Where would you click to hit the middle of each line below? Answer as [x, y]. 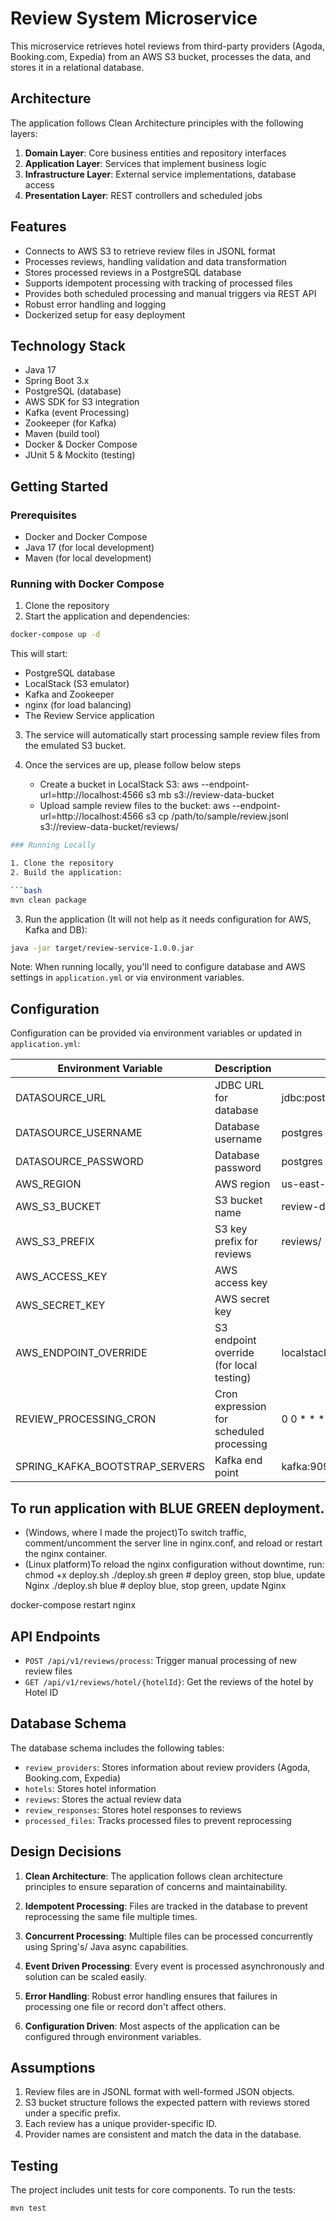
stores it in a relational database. [77, 67]
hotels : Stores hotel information [90, 1788]
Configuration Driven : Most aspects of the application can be [152, 2026]
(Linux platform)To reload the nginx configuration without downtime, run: [174, 1564]
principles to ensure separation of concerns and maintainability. [156, 1886]
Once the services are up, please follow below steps [133, 765]
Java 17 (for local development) [89, 548]
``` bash [26, 890]
